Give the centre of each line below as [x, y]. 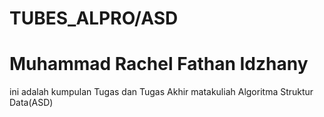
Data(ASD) [31, 103]
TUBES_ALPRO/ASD [94, 18]
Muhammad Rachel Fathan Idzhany [159, 64]
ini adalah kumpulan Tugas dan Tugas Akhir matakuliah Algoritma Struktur [161, 92]
